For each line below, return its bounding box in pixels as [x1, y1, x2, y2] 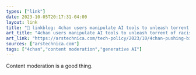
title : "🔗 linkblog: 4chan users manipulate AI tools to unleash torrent [6, 24, 190, 31]
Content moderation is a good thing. [6, 62, 93, 69]
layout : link [6, 19, 38, 25]
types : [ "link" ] [6, 8, 45, 15]
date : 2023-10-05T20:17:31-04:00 [6, 14, 87, 20]
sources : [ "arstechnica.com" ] [6, 41, 80, 47]
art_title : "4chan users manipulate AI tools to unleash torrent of [6, 30, 176, 36]
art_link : [6, 35, 30, 41]
